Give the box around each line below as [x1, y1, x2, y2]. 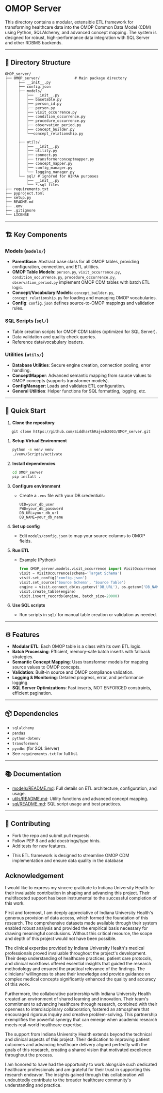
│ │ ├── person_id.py [5, 101, 62, 106]
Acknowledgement [5, 872, 64, 880]
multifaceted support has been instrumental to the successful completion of [5, 895, 157, 901]
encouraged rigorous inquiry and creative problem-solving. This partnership [5, 1011, 158, 1017]
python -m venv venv [12, 447, 54, 452]
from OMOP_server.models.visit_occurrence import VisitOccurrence [19, 566, 157, 571]
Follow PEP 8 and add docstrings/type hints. [12, 838, 101, 843]
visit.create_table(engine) [19, 589, 76, 594]
